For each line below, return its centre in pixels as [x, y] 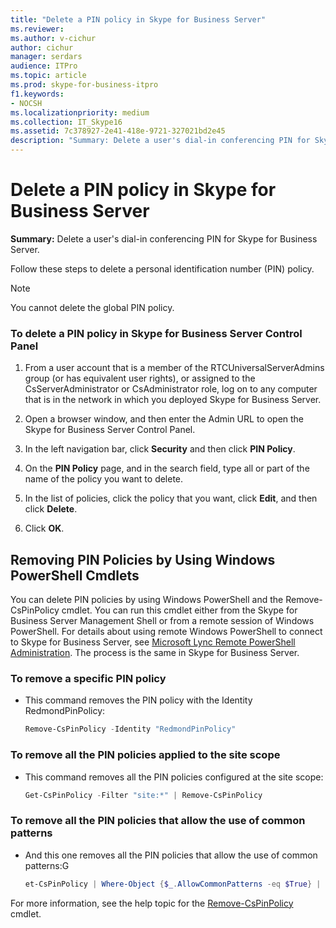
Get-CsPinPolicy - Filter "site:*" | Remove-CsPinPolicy [143, 795]
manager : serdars [46, 57]
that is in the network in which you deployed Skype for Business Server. [173, 400]
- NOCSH [26, 103]
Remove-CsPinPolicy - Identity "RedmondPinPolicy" [130, 729]
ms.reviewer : [37, 29]
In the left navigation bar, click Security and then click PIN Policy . [160, 449]
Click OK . [44, 528]
